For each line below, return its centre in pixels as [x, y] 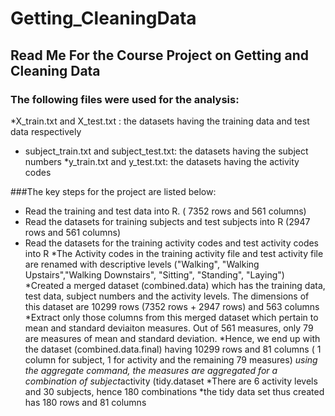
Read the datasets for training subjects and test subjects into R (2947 [167, 221]
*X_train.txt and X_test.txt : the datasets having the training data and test [160, 121]
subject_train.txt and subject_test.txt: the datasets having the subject [166, 151]
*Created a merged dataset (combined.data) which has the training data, [175, 285]
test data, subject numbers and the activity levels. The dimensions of [167, 296]
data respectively [46, 131]
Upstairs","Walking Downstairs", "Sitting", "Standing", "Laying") [154, 274]
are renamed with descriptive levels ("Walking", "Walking [142, 264]
